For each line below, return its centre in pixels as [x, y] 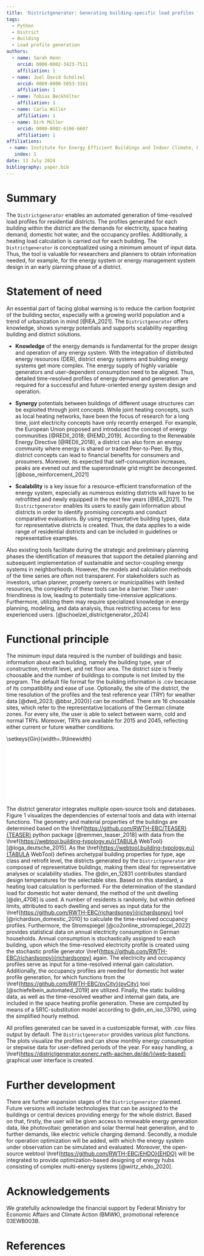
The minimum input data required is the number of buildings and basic [94, 656]
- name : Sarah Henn [36, 58]
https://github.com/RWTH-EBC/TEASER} [136, 828]
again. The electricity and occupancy [140, 958]
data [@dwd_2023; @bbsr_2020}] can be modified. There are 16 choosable [101, 701]
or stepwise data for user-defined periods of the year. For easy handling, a [100, 1048]
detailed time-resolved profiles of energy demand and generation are [102, 378]
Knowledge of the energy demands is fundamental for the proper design [106, 346]
